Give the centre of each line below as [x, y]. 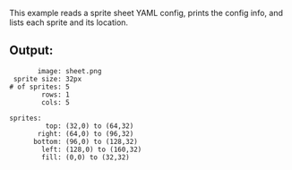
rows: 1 [56, 94]
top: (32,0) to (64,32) [90, 126]
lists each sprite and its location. [69, 22]
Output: [31, 51]
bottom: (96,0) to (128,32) [86, 141]
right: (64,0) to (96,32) [86, 133]
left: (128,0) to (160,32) [92, 149]
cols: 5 [56, 102]
